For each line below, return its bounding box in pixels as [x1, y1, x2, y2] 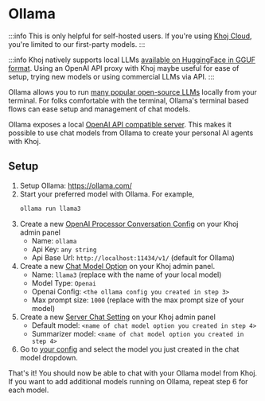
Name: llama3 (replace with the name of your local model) [31, 270, 222, 279]
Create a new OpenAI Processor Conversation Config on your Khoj [19, 219, 239, 228]
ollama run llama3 [19, 204, 81, 212]
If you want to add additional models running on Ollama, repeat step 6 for [8, 376, 248, 386]
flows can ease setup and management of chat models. [8, 104, 191, 114]
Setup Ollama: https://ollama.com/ [19, 181, 133, 190]
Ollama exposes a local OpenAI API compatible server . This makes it [8, 119, 232, 129]
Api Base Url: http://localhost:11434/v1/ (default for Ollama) [31, 252, 235, 263]
